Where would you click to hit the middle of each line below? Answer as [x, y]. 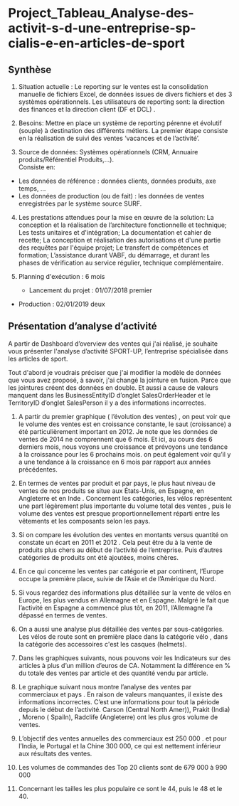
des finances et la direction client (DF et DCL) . [87, 109]
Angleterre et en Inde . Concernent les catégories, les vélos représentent [125, 498]
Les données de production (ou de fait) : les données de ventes [111, 196]
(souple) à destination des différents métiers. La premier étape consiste [123, 131]
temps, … [32, 189]
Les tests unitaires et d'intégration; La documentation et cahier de [115, 232]
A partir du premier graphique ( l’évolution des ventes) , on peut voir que [124, 416]
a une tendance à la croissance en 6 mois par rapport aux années [115, 462]
